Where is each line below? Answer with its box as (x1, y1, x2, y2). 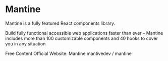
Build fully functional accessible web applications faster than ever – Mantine (5, 30, 163, 36)
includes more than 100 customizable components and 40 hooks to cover (5, 35, 158, 41)
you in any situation (5, 40, 46, 46)
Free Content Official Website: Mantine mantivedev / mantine (5, 50, 132, 56)
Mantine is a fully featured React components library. (5, 20, 116, 26)
